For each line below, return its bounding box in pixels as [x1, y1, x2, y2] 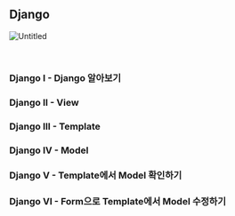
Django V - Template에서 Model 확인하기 [9, 169, 182, 181]
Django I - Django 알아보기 [9, 71, 122, 84]
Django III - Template [9, 120, 101, 132]
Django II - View [9, 96, 79, 108]
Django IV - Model [9, 144, 89, 156]
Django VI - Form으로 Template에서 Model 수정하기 [9, 196, 227, 208]
